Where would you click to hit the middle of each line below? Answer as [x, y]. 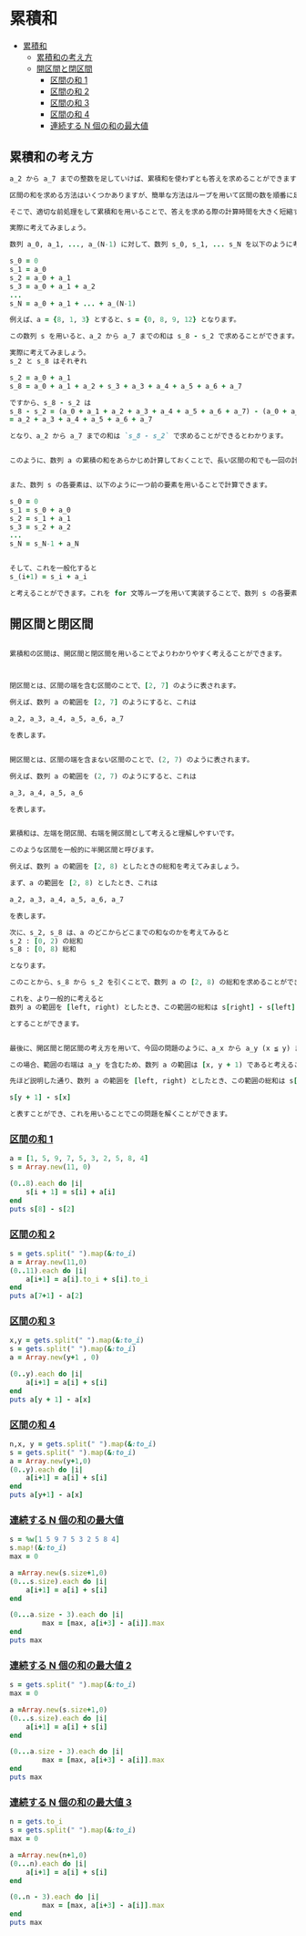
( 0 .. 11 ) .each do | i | [49, 1270]
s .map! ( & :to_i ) [38, 1548]
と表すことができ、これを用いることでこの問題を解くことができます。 [121, 1114]
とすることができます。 [46, 1024]
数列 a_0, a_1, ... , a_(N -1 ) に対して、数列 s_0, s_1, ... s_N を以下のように [151, 245]
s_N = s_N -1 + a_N [44, 544]
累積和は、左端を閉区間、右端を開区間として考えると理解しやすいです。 [124, 834]
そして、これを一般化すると [53, 568]
